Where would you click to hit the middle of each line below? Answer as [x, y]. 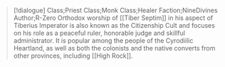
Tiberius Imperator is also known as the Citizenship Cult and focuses [114, 25]
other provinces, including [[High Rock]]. [73, 56]
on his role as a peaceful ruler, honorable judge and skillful [99, 33]
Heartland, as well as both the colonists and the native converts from [114, 48]
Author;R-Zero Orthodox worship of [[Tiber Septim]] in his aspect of [113, 18]
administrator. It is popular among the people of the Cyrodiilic [103, 41]
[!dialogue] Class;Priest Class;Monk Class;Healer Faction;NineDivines [115, 10]
